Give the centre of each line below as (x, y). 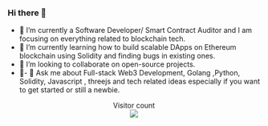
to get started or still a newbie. (69, 90)
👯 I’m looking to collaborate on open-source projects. (107, 64)
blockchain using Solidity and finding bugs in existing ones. (117, 56)
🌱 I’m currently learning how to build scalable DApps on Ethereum (128, 47)
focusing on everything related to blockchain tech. (102, 39)
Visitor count (134, 106)
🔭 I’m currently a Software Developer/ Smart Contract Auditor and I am (136, 30)
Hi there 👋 (27, 13)
